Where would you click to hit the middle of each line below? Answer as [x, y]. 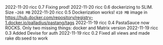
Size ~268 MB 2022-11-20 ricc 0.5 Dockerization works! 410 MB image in [76, 12]
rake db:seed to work [26, 38]
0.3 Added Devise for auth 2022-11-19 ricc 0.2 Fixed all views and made [78, 33]
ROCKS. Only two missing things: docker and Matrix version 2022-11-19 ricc [81, 28]
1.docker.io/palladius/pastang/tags [40, 22]
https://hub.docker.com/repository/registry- [49, 17]
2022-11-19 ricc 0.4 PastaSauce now [113, 22]
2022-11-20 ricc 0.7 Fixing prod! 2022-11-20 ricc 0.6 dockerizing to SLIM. [79, 7]
